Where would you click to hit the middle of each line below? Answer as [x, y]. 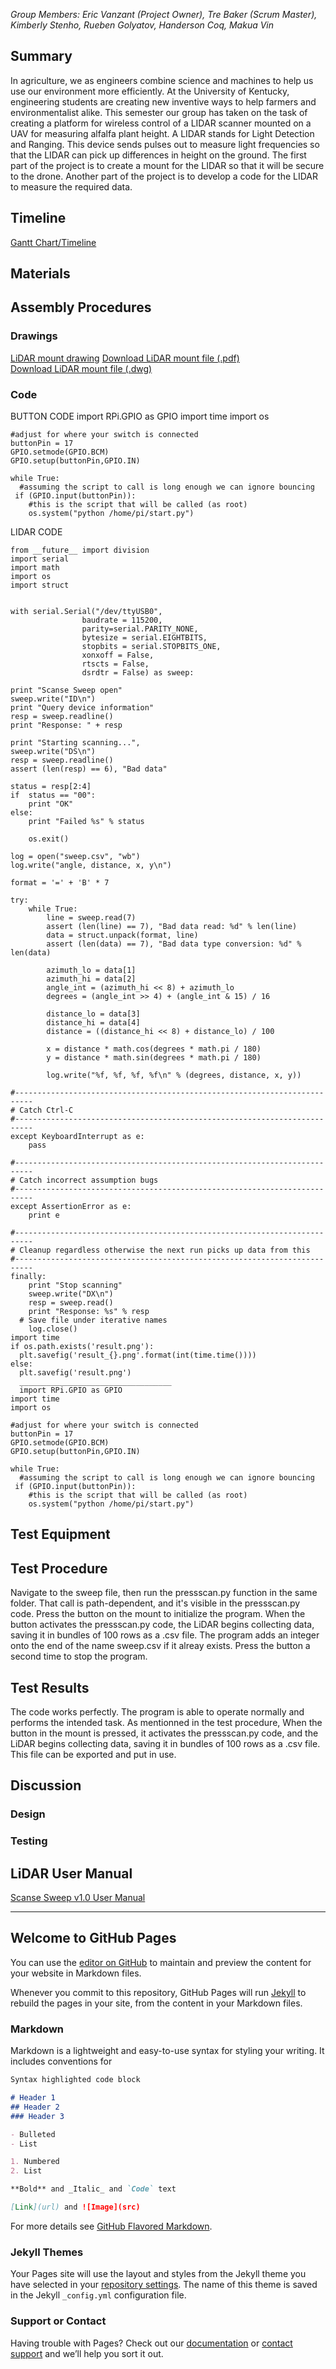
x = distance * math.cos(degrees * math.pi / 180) [154, 1049]
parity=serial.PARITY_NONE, [140, 629]
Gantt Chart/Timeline [53, 242]
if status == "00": [53, 795]
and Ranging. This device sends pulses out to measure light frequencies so [165, 144]
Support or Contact [58, 2321]
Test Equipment [60, 1534]
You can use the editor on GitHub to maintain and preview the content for [161, 1962]
